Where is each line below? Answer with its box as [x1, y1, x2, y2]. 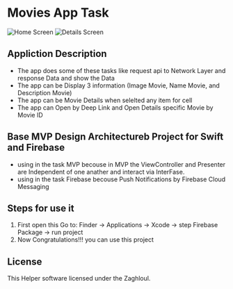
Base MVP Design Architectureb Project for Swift [7, 131, 224, 143]
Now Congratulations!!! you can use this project [17, 236, 154, 244]
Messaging [17, 182, 50, 190]
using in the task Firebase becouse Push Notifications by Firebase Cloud [17, 175, 226, 183]
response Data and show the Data [17, 74, 115, 82]
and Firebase [7, 142, 65, 154]
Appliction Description [7, 48, 107, 60]
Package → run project [17, 228, 83, 237]
